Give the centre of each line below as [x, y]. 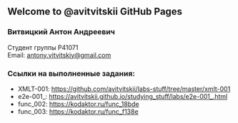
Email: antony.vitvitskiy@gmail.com [59, 55]
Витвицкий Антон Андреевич [61, 32]
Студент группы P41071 [43, 47]
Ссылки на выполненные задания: [71, 73]
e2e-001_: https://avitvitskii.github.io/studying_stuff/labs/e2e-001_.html [123, 96]
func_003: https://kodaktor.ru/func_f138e [78, 111]
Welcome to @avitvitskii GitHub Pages [95, 12]
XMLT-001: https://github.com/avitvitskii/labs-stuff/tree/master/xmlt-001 [124, 89]
